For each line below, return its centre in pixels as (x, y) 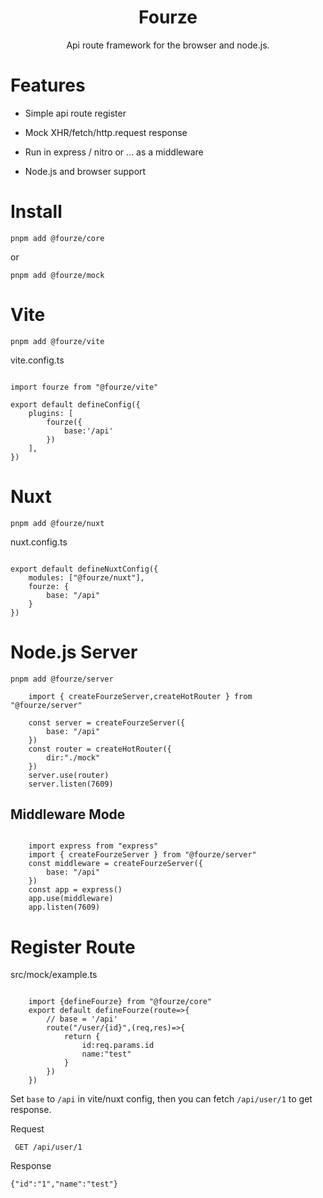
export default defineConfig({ (75, 404)
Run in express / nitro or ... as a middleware (114, 152)
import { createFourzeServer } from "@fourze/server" (142, 855)
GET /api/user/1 (48, 1147)
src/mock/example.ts (54, 975)
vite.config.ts (37, 360)
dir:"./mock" (73, 757)
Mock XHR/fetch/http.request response (106, 132)
